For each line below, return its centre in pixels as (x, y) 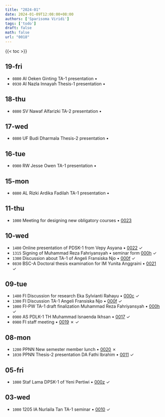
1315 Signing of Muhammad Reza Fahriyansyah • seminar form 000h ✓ (84, 253)
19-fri (14, 67)
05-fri (14, 370)
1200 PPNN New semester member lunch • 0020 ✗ (64, 350)
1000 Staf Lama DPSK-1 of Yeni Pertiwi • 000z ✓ (61, 382)
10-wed (17, 236)
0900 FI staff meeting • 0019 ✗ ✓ (46, 322)
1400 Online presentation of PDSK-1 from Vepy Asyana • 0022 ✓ (77, 248)
